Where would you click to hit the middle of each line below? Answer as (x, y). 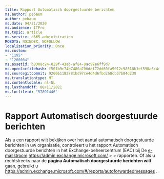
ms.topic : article (24, 32)
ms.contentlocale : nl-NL (30, 82)
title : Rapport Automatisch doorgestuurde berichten (60, 10)
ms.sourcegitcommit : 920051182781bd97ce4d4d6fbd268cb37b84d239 (71, 74)
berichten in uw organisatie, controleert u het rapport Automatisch (72, 145)
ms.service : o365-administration (39, 37)
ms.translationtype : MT (29, 78)
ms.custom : (16, 51)
